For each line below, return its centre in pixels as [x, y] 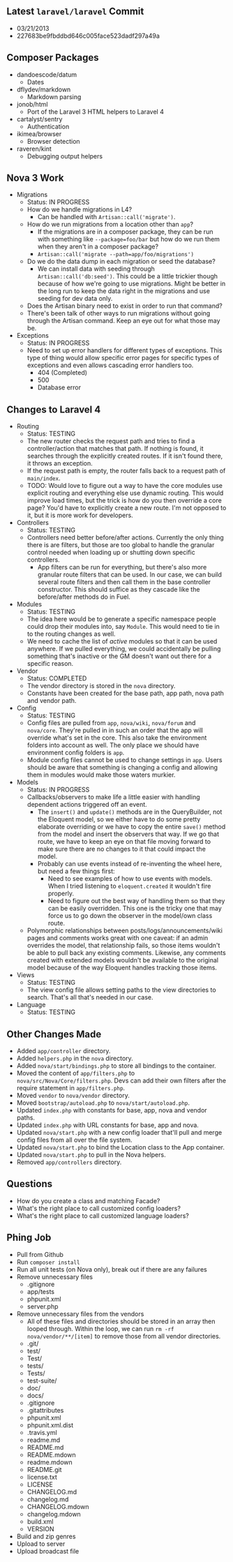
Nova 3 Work [35, 178]
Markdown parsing [54, 96]
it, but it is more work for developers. [80, 515]
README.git [44, 1469]
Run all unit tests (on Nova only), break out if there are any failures [112, 1269]
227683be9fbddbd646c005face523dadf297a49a [88, 36]
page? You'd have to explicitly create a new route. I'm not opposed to [127, 508]
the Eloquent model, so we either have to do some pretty [119, 819]
